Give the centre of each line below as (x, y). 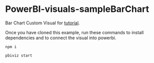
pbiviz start (19, 56)
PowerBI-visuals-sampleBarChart (77, 9)
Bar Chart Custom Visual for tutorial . (43, 23)
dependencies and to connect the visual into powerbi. (61, 38)
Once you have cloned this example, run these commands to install (74, 32)
